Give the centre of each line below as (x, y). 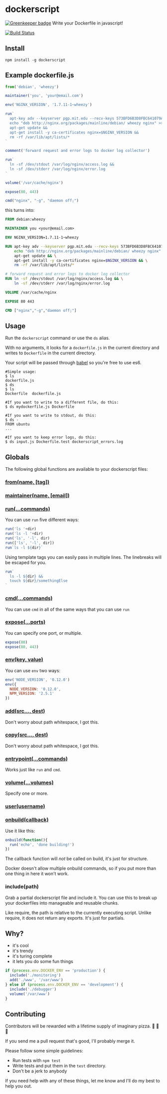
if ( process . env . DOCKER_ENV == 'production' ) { (55, 971)
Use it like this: (20, 831)
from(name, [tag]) (27, 482)
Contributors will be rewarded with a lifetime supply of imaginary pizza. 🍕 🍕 (82, 1026)
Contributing (25, 1014)
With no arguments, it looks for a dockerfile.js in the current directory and (82, 348)
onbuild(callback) (27, 820)
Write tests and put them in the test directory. (59, 1066)
